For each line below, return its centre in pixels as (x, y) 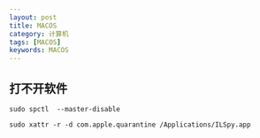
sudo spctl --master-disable (65, 109)
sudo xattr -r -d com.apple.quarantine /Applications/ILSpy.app (130, 125)
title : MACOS (33, 26)
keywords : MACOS (39, 50)
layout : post (33, 17)
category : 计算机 (39, 34)
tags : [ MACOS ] (35, 42)
